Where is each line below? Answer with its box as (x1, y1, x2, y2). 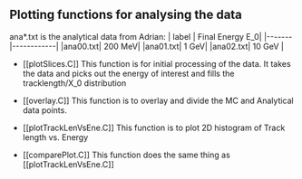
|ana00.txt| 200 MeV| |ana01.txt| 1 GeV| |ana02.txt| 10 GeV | (60, 41, 284, 52)
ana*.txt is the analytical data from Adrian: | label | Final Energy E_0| (9, 31, 263, 42)
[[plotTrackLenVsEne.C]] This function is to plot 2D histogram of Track (22, 122, 286, 133)
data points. (22, 104, 68, 116)
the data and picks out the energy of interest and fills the (22, 68, 235, 79)
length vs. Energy (22, 131, 89, 143)
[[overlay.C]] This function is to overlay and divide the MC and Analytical (22, 95, 294, 106)
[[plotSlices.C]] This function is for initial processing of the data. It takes (22, 58, 292, 69)
